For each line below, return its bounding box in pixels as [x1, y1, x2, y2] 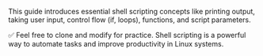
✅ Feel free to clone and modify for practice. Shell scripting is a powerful [8, 31, 246, 39]
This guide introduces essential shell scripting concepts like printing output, [8, 7, 256, 16]
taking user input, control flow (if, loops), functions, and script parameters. [8, 15, 251, 24]
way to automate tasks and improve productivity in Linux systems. [8, 39, 224, 48]
